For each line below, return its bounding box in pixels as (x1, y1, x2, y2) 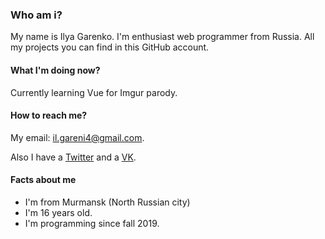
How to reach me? (10, 109, 88, 122)
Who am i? (10, 8, 63, 22)
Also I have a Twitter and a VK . (10, 151, 137, 163)
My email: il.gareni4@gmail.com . (10, 131, 145, 143)
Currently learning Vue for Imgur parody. (10, 86, 178, 98)
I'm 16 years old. (24, 206, 93, 218)
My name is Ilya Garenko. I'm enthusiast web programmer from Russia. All (10, 31, 315, 43)
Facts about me (10, 174, 77, 186)
